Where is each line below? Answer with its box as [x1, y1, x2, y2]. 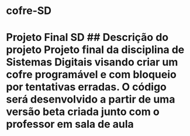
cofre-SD [6, 4, 51, 18]
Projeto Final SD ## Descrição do [6, 31, 168, 44]
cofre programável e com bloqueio [6, 68, 177, 81]
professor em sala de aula [6, 118, 134, 131]
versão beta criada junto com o [6, 105, 160, 118]
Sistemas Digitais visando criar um [6, 55, 178, 69]
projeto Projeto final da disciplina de [6, 43, 185, 57]
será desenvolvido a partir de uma [6, 93, 175, 106]
